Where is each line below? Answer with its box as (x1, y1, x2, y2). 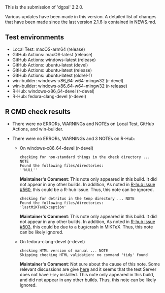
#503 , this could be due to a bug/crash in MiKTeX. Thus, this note (19, 224, 153, 229)
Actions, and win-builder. (12, 126, 64, 132)
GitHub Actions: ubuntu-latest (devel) (12, 62, 88, 68)
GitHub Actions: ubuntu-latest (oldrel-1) (12, 72, 93, 78)
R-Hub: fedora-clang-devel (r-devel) (12, 93, 87, 99)
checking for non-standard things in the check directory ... (19, 155, 150, 160)
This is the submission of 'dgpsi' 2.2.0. (5, 4, 84, 10)
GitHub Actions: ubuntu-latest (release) (12, 67, 92, 73)
